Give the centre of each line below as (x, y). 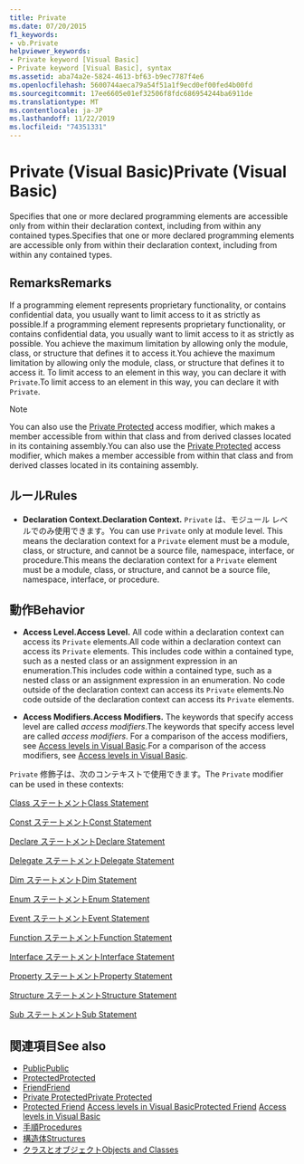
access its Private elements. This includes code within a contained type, (158, 652)
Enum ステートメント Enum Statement (80, 899)
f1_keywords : (34, 34)
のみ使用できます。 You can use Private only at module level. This (161, 530)
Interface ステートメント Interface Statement (92, 957)
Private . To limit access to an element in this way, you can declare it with (144, 382)
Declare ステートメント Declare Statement (87, 842)
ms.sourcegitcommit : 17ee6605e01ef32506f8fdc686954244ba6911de (131, 93)
